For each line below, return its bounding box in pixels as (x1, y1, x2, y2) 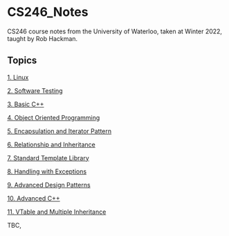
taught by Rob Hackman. (7, 34, 78, 42)
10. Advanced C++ (7, 194, 60, 202)
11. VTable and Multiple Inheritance (7, 208, 107, 216)
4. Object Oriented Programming (7, 113, 100, 121)
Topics (7, 55, 37, 67)
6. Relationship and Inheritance (7, 140, 95, 149)
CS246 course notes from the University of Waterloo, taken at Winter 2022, (7, 27, 223, 35)
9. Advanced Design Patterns (7, 180, 91, 189)
